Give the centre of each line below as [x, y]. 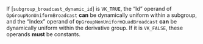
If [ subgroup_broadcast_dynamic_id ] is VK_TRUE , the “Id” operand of [89, 9]
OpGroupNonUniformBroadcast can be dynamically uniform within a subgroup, [101, 15]
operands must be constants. [44, 34]
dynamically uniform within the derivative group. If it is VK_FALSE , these [95, 28]
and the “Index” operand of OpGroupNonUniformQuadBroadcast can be [92, 21]
